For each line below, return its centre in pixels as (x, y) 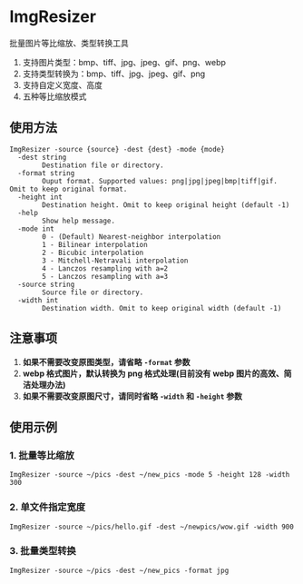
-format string (46, 173)
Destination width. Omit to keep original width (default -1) (162, 308)
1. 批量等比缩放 (42, 455)
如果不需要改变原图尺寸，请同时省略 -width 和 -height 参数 (132, 396)
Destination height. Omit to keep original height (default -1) (166, 205)
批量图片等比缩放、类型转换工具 (69, 43)
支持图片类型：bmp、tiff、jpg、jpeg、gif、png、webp (124, 62)
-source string (46, 284)
